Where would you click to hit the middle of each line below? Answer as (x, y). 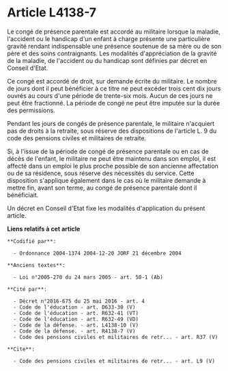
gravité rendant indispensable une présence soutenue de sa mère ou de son (114, 46)
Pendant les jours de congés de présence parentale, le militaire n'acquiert (111, 123)
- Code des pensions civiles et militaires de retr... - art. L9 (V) (114, 361)
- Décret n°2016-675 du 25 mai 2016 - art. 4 (79, 301)
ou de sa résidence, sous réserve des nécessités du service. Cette (101, 173)
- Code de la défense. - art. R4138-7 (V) (74, 331)
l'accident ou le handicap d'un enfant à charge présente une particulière (109, 38)
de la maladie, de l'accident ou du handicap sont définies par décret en (107, 60)
